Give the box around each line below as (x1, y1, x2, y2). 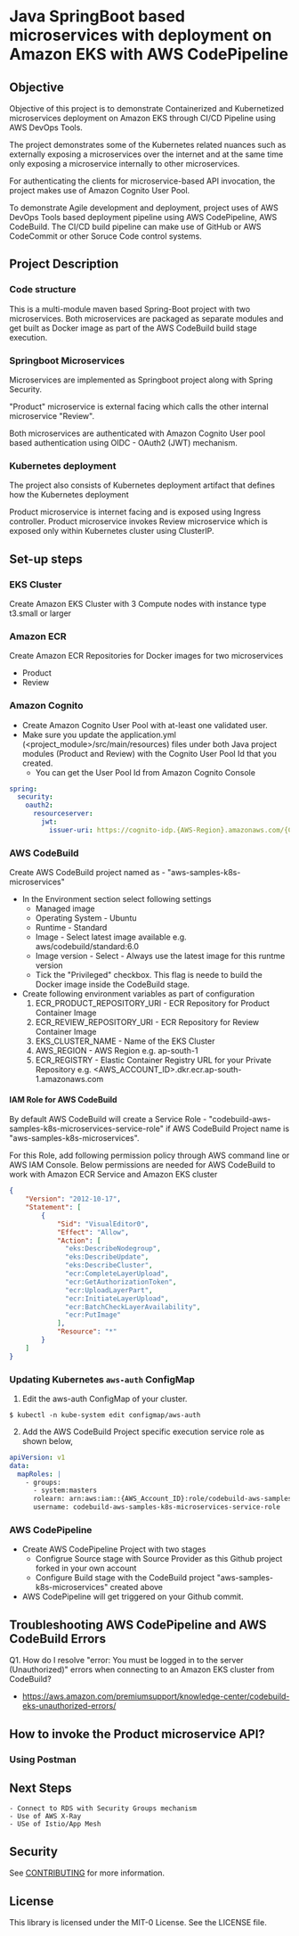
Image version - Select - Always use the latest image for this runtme (35, 951, 286, 962)
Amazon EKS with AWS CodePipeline (9, 45, 289, 64)
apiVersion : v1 (9, 1453, 66, 1462)
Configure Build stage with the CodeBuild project (35, 1572, 215, 1583)
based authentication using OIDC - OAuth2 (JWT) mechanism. (9, 437, 238, 447)
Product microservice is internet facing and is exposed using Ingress (9, 506, 261, 518)
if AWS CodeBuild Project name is (166, 1123, 290, 1134)
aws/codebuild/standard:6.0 (35, 941, 140, 952)
